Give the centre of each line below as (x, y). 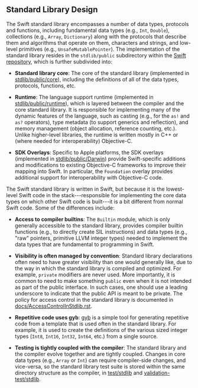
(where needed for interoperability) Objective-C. (74, 141)
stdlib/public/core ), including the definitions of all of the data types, (97, 79)
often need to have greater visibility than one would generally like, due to (103, 262)
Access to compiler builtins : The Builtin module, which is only (92, 219)
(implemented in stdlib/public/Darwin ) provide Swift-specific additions (100, 158)
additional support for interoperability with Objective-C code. (89, 177)
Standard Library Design (52, 10)
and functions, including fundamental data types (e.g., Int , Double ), (88, 30)
